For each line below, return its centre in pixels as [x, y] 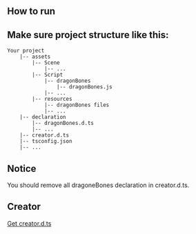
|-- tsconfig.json [46, 142]
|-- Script [48, 75]
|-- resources [52, 99]
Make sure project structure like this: [88, 35]
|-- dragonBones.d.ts [63, 124]
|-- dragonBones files [77, 105]
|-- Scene [46, 63]
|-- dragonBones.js [84, 87]
